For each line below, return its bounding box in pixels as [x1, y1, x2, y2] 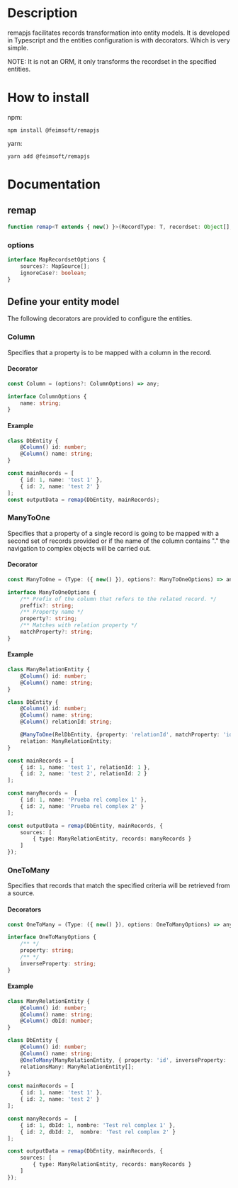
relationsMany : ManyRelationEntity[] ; [20, 1063, 135, 1070]
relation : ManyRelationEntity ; [20, 737, 113, 745]
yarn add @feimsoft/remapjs [7, 152, 91, 160]
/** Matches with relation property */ [20, 622, 138, 629]
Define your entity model [7, 296, 120, 308]
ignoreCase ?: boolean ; [20, 269, 87, 276]
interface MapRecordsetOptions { [7, 257, 106, 264]
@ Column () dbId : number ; [20, 1017, 93, 1025]
